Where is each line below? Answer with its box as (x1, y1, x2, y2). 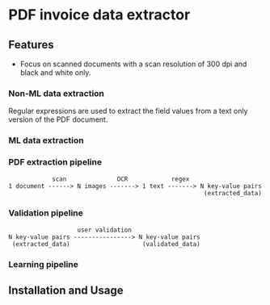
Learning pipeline (8, 258, 79, 269)
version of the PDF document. (8, 115, 108, 124)
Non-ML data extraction (8, 87, 105, 98)
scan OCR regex (51, 175, 190, 183)
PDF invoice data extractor (8, 6, 191, 24)
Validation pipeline (8, 207, 83, 219)
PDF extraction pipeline (8, 157, 103, 168)
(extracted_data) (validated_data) (11, 240, 200, 248)
